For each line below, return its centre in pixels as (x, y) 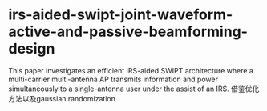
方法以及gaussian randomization (62, 98)
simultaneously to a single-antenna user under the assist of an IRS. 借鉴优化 (134, 89)
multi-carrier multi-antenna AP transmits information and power (113, 79)
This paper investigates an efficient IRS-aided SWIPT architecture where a (131, 70)
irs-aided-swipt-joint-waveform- (121, 15)
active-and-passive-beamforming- (128, 32)
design (32, 49)
